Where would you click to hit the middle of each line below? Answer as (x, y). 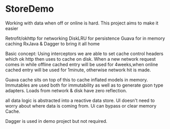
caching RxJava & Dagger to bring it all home (53, 43)
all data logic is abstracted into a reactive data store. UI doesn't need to (80, 100)
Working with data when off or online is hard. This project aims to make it (82, 23)
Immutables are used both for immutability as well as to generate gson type (84, 85)
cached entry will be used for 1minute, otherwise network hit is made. (78, 70)
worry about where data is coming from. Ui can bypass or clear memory (81, 106)
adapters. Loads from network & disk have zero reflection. (66, 90)
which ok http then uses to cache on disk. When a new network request (81, 59)
